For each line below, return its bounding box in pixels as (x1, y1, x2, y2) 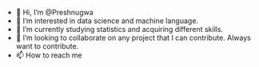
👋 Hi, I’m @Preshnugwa (15, 8, 94, 17)
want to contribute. (15, 41, 79, 51)
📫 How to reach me (15, 50, 82, 60)
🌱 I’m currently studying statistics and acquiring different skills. (15, 25, 224, 33)
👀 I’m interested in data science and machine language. (15, 16, 198, 26)
